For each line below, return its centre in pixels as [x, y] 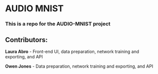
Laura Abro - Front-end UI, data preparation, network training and [72, 51]
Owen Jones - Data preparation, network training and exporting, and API [79, 66]
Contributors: [26, 40]
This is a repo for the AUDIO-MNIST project [58, 24]
